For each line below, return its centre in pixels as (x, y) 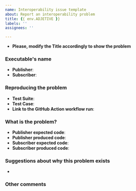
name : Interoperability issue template (46, 10)
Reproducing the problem (36, 88)
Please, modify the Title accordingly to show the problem (71, 46)
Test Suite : (23, 98)
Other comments (26, 184)
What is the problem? (31, 122)
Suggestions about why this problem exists (57, 160)
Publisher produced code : (39, 138)
